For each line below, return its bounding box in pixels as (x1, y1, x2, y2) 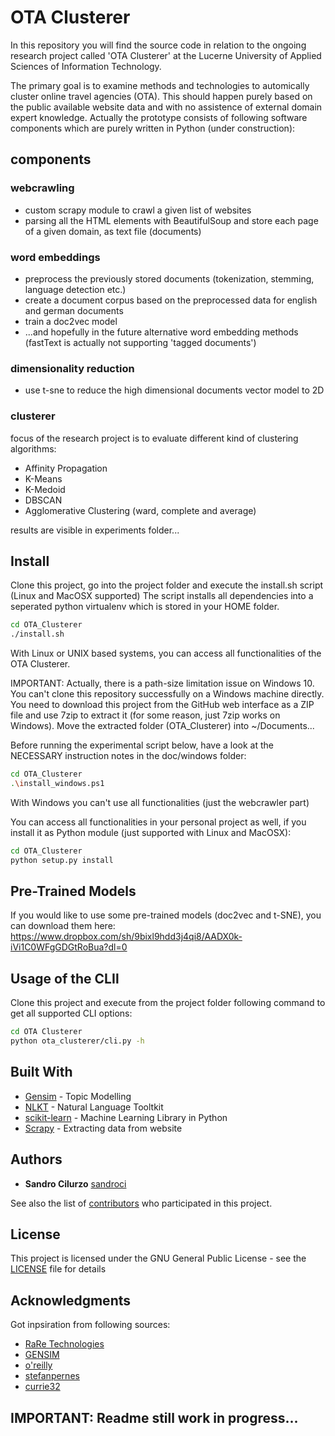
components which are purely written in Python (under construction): (10, 122, 296, 134)
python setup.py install (10, 855, 114, 865)
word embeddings (10, 250, 101, 264)
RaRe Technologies (24, 1338, 105, 1350)
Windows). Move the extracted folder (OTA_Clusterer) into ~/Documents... (10, 720, 315, 732)
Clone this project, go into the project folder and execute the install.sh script (10, 579, 324, 591)
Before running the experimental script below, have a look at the (10, 739, 274, 751)
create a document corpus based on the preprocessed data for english (24, 294, 318, 306)
